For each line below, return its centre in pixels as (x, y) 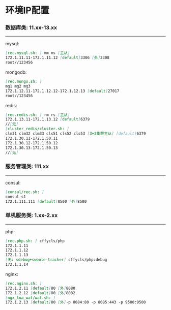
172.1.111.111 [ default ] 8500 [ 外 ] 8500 (46, 201)
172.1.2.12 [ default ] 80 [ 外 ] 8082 (40, 293)
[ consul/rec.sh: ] (25, 192)
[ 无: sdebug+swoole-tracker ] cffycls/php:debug (56, 260)
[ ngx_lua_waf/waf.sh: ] (31, 298)
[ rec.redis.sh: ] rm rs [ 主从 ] (38, 115)
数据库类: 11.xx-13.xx (31, 27)
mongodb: (16, 72)
